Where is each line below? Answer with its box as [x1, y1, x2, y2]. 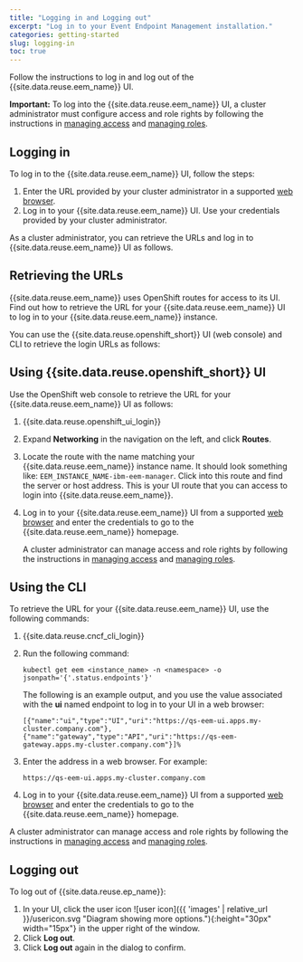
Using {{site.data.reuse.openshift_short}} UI [9, 365, 267, 380]
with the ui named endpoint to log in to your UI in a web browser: [22, 699, 265, 710]
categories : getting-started [9, 30, 119, 39]
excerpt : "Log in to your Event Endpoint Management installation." [9, 22, 273, 31]
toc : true [9, 47, 47, 56]
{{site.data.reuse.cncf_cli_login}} [22, 631, 145, 642]
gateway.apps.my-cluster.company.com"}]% [22, 740, 181, 749]
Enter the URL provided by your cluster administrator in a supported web [22, 186, 294, 196]
